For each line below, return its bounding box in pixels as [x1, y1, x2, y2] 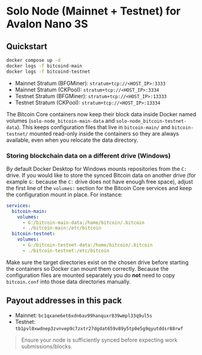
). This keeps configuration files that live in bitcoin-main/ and [17, 123, 171, 131]
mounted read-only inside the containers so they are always [29, 130, 180, 137]
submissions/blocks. [21, 342, 73, 350]
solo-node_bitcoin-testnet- [116, 118, 187, 124]
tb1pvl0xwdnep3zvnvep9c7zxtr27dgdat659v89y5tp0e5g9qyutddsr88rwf [15, 325, 183, 331]
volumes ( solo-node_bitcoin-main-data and [6, 117, 115, 124]
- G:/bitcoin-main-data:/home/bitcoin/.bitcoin [22, 219, 145, 225]
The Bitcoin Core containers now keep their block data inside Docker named [6, 110, 197, 118]
